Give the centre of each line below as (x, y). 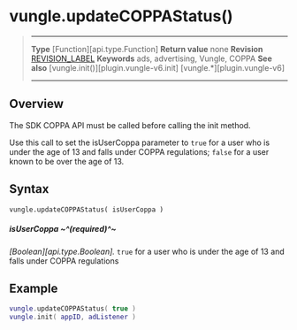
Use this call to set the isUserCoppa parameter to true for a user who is (140, 142)
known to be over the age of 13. (67, 161)
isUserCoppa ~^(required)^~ (63, 229)
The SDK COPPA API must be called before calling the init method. (130, 125)
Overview (37, 104)
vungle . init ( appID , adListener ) (73, 317)
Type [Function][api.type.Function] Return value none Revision (147, 49)
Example (34, 288)
